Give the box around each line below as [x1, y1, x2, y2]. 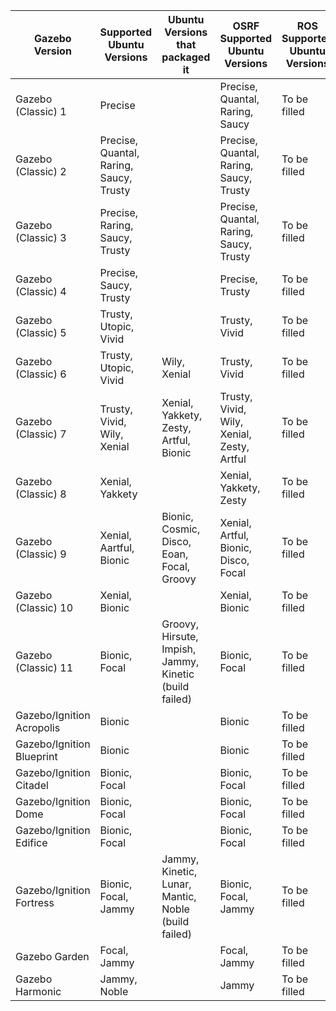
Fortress [15, 896, 55, 909]
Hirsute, [161, 630, 199, 643]
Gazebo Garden [15, 950, 90, 963]
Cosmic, [161, 522, 201, 536]
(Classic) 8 [15, 487, 67, 501]
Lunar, [161, 877, 192, 891]
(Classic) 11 [15, 661, 73, 674]
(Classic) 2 [15, 165, 67, 178]
